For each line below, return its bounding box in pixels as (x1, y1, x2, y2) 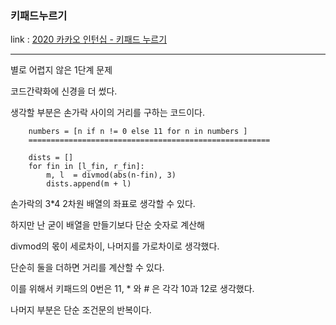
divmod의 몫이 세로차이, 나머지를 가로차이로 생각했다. (10, 240, 220, 252)
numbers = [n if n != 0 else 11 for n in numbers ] (28, 127, 248, 137)
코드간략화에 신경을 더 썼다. (10, 85, 118, 97)
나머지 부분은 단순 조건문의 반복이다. (10, 304, 152, 316)
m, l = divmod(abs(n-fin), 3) (46, 170, 177, 181)
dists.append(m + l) (46, 179, 132, 189)
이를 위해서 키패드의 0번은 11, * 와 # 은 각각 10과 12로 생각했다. (10, 283, 255, 295)
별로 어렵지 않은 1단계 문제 (10, 64, 113, 76)
